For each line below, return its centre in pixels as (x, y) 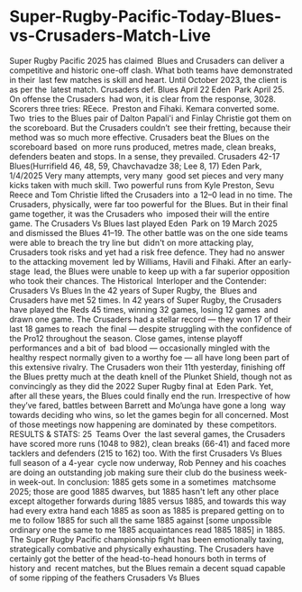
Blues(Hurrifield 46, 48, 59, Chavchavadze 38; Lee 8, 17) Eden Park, (136, 166)
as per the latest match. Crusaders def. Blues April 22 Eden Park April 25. (147, 89)
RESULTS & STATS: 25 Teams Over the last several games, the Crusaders (147, 433)
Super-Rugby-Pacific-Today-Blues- (146, 17)
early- (280, 261)
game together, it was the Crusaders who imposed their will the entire (140, 214)
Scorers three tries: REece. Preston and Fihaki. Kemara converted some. (144, 108)
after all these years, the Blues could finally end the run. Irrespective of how (150, 396)
